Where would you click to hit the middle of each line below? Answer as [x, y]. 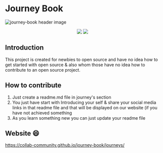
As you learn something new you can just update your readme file [79, 118]
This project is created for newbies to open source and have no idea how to [81, 59]
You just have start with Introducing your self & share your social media [84, 102]
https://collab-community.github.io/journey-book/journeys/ [65, 145]
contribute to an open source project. [43, 70]
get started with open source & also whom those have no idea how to [75, 65]
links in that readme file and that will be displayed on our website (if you [85, 107]
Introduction [25, 48]
